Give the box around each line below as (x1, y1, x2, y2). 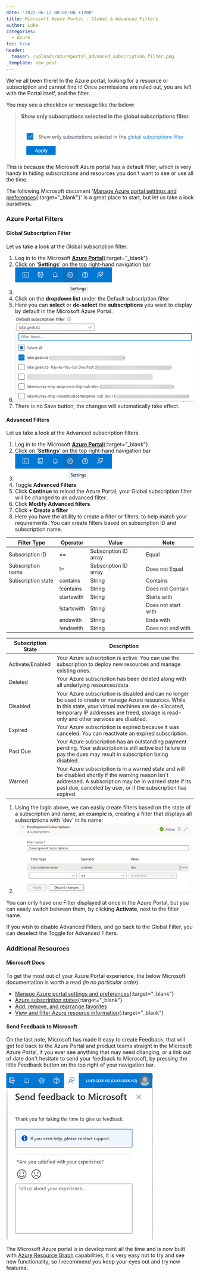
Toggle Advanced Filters (14, 481, 77, 489)
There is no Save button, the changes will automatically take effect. (14, 402, 180, 410)
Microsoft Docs (6, 959, 45, 967)
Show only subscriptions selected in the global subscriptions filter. (20, 112, 190, 120)
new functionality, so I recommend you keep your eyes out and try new (6, 1258, 180, 1265)
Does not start (145, 602, 181, 609)
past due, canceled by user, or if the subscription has (56, 784, 187, 792)
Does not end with (145, 624, 191, 631)
